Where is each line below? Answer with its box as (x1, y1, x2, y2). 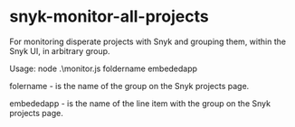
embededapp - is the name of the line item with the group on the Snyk (9, 97, 271, 109)
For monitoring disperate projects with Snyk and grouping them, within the (9, 36, 287, 47)
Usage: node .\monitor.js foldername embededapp (9, 63, 197, 74)
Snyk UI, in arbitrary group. (9, 45, 110, 56)
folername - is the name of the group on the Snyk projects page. (9, 80, 250, 91)
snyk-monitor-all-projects (9, 6, 210, 27)
